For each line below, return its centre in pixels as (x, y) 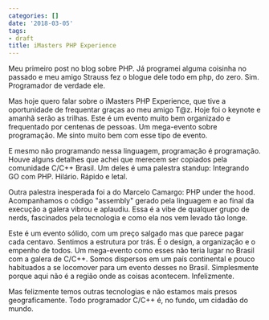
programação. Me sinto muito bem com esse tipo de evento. (108, 135)
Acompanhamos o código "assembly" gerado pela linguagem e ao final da (131, 201)
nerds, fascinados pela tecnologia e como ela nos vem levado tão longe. (128, 218)
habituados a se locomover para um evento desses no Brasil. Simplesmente (134, 268)
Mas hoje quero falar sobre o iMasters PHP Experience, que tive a (117, 101)
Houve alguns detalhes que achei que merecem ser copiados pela (118, 160)
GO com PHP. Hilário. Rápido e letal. (68, 177)
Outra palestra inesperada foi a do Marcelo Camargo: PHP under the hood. (132, 192)
